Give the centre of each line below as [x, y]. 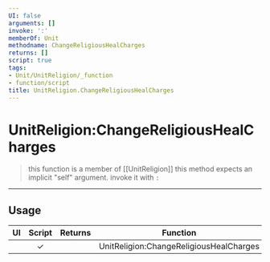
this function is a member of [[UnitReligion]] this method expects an [140, 169]
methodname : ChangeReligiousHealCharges [77, 46]
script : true [30, 61]
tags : [17, 68]
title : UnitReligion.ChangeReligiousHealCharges [91, 90]
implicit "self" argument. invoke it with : [94, 178]
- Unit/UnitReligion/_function [61, 75]
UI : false [25, 16]
